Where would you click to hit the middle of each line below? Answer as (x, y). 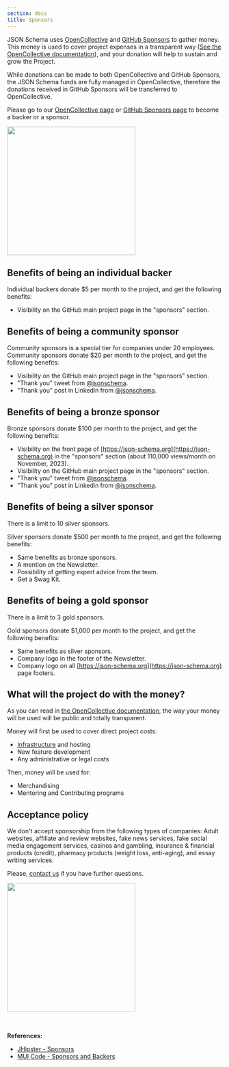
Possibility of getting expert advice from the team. (87, 572)
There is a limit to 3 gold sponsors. (56, 617)
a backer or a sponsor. (39, 116)
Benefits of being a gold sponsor (78, 601)
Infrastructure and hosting (54, 745)
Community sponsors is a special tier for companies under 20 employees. (111, 348)
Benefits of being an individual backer (90, 272)
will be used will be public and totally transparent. (77, 718)
